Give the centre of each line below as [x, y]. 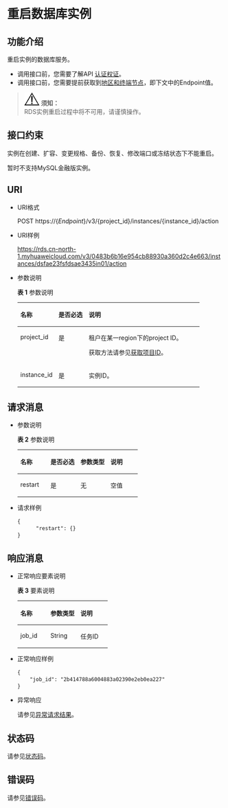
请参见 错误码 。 [28, 798]
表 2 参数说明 [36, 439]
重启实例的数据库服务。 [40, 59]
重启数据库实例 [49, 14]
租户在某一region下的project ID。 [136, 338]
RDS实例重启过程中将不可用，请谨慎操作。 [84, 112]
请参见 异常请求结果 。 [47, 715]
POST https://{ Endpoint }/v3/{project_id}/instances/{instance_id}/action [118, 221]
